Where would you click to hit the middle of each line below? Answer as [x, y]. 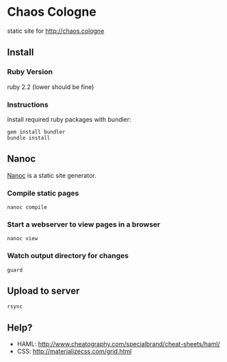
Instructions [28, 105]
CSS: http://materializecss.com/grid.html [74, 351]
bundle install [29, 138]
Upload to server [43, 291]
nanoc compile [27, 207]
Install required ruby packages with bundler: [69, 119]
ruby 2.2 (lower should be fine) [51, 87]
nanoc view [23, 239]
